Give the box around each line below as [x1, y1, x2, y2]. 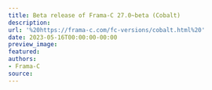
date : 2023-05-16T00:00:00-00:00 [8, 33, 118, 41]
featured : [8, 48, 41, 56]
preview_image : [8, 41, 58, 49]
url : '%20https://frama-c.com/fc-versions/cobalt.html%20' [8, 26, 206, 34]
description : [8, 19, 51, 27]
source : [8, 70, 34, 77]
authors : [8, 56, 37, 63]
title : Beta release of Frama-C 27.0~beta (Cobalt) [8, 11, 181, 20]
